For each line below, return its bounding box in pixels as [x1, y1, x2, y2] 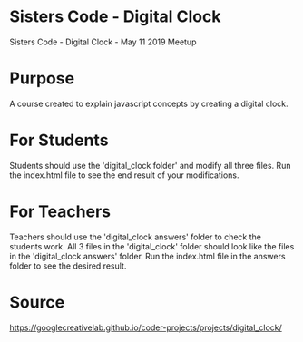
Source [9, 292, 65, 312]
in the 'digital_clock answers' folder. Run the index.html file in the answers [9, 250, 286, 261]
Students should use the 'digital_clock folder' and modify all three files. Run [9, 160, 291, 171]
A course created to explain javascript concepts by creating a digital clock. [9, 98, 288, 109]
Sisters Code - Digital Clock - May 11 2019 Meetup [9, 36, 197, 47]
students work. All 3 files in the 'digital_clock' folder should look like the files [9, 240, 295, 251]
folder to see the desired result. [9, 260, 127, 271]
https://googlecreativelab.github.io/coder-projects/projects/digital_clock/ [9, 322, 283, 333]
